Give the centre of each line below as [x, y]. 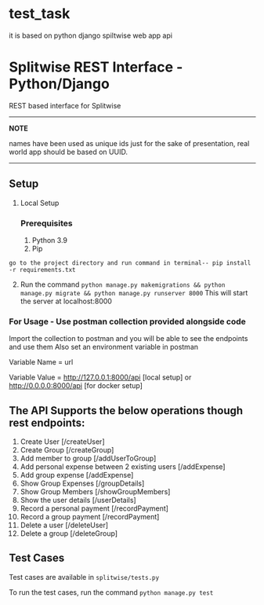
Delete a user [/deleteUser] [64, 525]
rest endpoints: [47, 422]
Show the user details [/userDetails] [78, 500]
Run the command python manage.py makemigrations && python [123, 284]
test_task [40, 14]
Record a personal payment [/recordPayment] [94, 508]
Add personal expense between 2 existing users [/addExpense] [123, 467]
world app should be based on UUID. [69, 152]
